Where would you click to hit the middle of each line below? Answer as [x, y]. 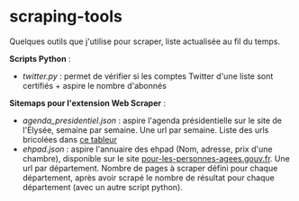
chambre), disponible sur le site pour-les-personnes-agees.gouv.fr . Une [156, 158]
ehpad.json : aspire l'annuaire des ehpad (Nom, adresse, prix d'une [147, 149]
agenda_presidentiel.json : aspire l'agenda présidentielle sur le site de [152, 120]
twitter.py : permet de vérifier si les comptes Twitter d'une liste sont [148, 76]
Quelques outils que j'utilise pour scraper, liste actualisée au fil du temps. [145, 41]
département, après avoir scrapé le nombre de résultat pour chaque [148, 178]
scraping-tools [66, 17]
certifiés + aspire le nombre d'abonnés [94, 85]
